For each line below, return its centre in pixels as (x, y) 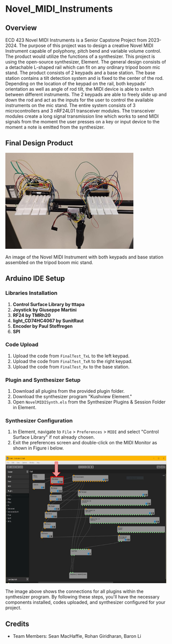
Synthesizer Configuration (39, 421)
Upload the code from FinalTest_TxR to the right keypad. (73, 361)
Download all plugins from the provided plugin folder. (69, 391)
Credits (17, 624)
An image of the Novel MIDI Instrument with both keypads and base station (84, 257)
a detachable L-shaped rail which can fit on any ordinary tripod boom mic (83, 67)
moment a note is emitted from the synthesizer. (55, 127)
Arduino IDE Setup (35, 279)
